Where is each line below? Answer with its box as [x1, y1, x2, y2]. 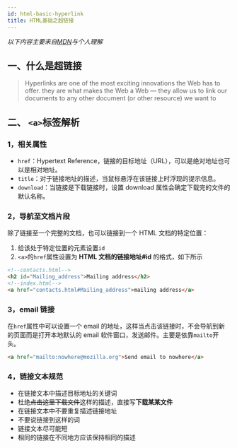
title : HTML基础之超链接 [7, 17, 74, 24]
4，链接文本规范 [7, 372, 64, 382]
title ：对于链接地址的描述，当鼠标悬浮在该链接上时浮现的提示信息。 [17, 175, 220, 182]
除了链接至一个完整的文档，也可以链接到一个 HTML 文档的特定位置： [7, 229, 209, 237]
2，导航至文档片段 [7, 211, 71, 221]
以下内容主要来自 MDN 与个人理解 [7, 37, 103, 46]
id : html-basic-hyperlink [7, 10, 83, 18]
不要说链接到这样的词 [17, 415, 80, 424]
